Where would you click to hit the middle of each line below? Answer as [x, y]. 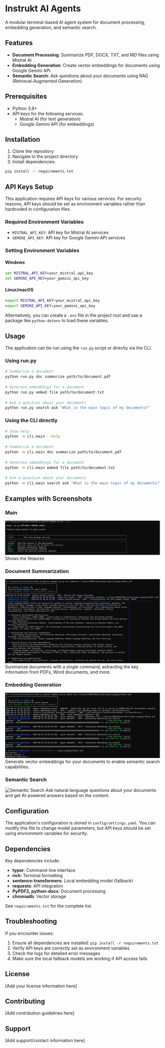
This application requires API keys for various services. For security [73, 199]
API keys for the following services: [48, 113]
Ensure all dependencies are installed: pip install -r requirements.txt [85, 943]
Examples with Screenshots [49, 499]
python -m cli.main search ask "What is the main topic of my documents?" [83, 483]
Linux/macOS [19, 290]
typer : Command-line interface [44, 870]
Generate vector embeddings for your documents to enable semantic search [82, 762]
